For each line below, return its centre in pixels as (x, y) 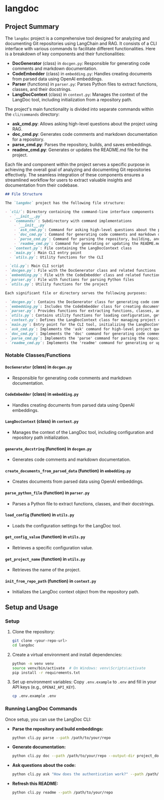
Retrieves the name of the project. (46, 570)
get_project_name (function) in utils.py (45, 559)
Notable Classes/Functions (38, 355)
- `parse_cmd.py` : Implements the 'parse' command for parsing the (75, 338)
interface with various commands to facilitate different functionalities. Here (80, 49)
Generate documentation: (39, 747)
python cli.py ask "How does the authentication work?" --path (78, 774)
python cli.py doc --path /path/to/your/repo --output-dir (73, 756)
